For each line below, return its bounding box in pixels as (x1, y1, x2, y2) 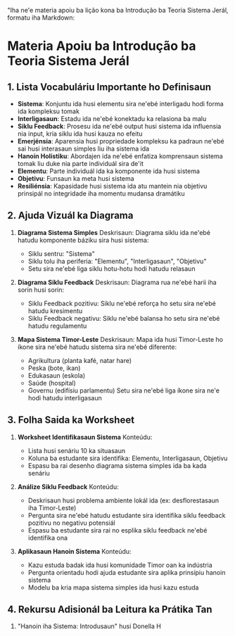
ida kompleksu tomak (17, 107, 80, 115)
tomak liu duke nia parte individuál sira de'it (17, 160, 144, 167)
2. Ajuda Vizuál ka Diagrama (7, 210, 134, 222)
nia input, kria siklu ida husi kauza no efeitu (17, 129, 143, 138)
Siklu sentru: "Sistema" (27, 249, 95, 257)
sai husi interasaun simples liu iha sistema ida (17, 144, 150, 153)
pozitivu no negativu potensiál (27, 519, 115, 527)
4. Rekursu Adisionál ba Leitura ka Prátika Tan (7, 604, 212, 616)
